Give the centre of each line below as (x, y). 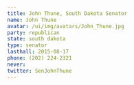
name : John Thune (32, 20)
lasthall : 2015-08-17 (38, 52)
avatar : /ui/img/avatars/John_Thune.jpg (66, 26)
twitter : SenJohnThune (40, 71)
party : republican (33, 33)
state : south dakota (37, 39)
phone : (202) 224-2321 (40, 58)
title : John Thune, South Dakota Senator (67, 13)
